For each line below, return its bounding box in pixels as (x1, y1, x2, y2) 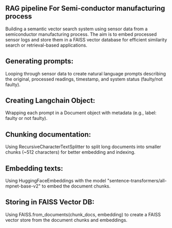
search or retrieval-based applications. (5, 42, 87, 48)
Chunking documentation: (5, 130, 91, 139)
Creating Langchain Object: (5, 96, 95, 105)
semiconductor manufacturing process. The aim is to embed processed (5, 31, 157, 37)
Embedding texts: (5, 164, 63, 173)
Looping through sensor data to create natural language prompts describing (5, 70, 166, 76)
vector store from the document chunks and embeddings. (5, 217, 127, 223)
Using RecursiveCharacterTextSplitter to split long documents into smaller (5, 143, 162, 150)
